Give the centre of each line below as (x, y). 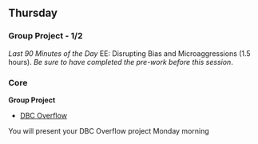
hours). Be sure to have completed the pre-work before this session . (121, 62)
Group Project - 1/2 (46, 36)
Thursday (33, 13)
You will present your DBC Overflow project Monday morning (109, 130)
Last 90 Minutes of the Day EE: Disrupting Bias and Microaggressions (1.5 (129, 53)
